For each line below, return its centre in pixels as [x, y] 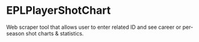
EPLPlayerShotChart [58, 10]
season [15, 33]
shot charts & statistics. [55, 33]
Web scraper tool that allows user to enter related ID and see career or [94, 27]
